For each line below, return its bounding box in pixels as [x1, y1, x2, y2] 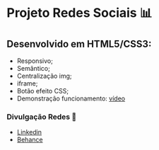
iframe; [16, 79, 38, 88]
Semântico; [16, 64, 50, 72]
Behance [16, 135, 43, 144]
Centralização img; [16, 71, 72, 80]
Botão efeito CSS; [16, 87, 69, 95]
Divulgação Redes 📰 [6, 112, 77, 122]
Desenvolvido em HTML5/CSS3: [6, 37, 152, 50]
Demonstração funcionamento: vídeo [16, 94, 125, 103]
